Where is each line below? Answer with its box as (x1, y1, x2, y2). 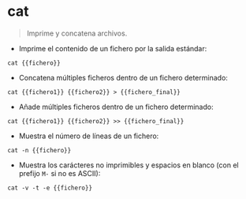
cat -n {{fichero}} (7, 146, 72, 154)
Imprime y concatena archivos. (26, 28, 128, 38)
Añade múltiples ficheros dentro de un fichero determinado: (18, 102, 214, 111)
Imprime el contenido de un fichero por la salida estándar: (18, 43, 207, 53)
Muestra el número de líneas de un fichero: (18, 131, 159, 141)
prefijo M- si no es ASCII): (18, 168, 101, 178)
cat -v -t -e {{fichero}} (7, 184, 92, 192)
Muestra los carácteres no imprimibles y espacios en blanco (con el (18, 160, 239, 170)
